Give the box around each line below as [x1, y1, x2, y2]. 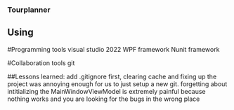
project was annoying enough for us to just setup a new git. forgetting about [7, 79, 228, 88]
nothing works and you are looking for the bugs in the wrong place [7, 95, 200, 103]
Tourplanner [7, 5, 51, 15]
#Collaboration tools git [7, 58, 75, 67]
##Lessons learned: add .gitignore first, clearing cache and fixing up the [7, 72, 217, 81]
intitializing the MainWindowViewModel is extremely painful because [7, 87, 206, 95]
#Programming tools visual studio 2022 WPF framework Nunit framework [7, 45, 220, 53]
